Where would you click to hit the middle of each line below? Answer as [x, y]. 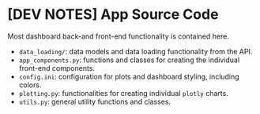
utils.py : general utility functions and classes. [95, 101]
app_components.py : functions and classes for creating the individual [129, 60]
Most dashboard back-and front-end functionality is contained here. [119, 36]
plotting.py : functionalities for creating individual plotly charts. [123, 93]
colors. [30, 85]
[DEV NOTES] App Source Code [113, 15]
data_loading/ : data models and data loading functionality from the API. [136, 51]
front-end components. [57, 68]
